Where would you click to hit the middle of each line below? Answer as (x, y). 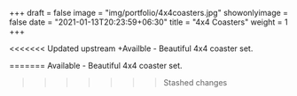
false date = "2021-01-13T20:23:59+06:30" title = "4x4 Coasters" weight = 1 (148, 22)
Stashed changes (195, 82)
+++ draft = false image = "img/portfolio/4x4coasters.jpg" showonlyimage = (149, 13)
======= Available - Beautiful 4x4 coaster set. (96, 66)
